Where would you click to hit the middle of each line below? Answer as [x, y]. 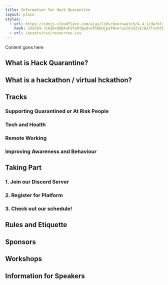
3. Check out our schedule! [39, 209]
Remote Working [26, 138]
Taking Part [23, 168]
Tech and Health [25, 124]
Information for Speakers [45, 276]
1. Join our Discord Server [37, 182]
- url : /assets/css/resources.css [45, 33]
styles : [13, 19]
